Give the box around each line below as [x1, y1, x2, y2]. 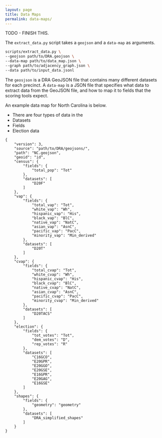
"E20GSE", [31, 367, 52, 372]
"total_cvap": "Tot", [31, 268, 77, 273]
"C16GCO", [31, 355, 52, 360]
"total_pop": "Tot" [31, 167, 72, 173]
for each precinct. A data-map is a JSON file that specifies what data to [5, 82, 149, 88]
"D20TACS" [31, 311, 52, 316]
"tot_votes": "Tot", [31, 333, 75, 338]
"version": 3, [14, 142, 43, 146]
